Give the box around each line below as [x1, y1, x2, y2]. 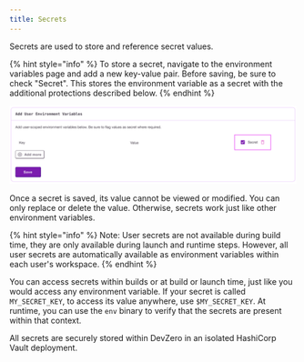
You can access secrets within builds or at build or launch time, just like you [9, 277, 293, 287]
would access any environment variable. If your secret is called [9, 287, 246, 297]
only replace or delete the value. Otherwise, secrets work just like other [9, 203, 278, 214]
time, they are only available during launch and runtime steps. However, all [9, 239, 289, 250]
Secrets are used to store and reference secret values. [9, 41, 214, 52]
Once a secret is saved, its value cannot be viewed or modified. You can [9, 193, 280, 204]
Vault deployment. [9, 342, 78, 354]
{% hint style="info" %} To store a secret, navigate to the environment [9, 58, 273, 69]
